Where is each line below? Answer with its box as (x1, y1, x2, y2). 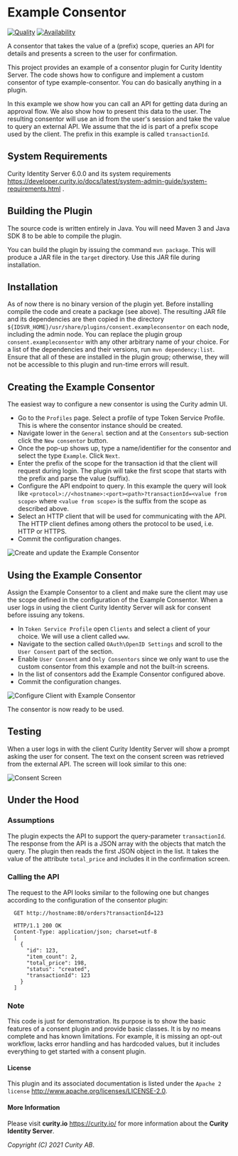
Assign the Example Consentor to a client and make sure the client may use (7, 588, 229, 597)
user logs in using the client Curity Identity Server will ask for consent (7, 603, 211, 611)
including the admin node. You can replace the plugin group (7, 330, 183, 339)
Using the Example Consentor (7, 569, 142, 581)
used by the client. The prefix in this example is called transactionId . (7, 130, 210, 138)
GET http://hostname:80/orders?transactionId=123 (13, 909, 163, 917)
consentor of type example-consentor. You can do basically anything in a (7, 78, 222, 86)
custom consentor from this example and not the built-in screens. (17, 663, 210, 671)
